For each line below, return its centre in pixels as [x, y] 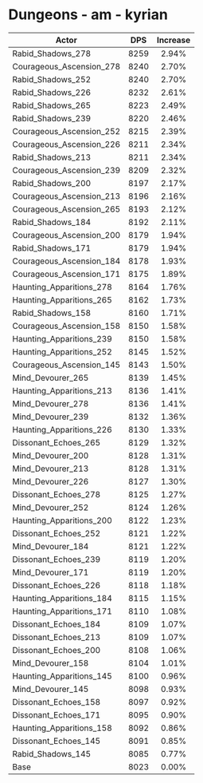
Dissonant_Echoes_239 [57, 559]
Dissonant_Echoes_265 [57, 442]
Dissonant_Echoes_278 [57, 494]
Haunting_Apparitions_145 [62, 676]
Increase [174, 40]
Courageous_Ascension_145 [66, 365]
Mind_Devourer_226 [51, 481]
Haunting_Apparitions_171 [62, 611]
